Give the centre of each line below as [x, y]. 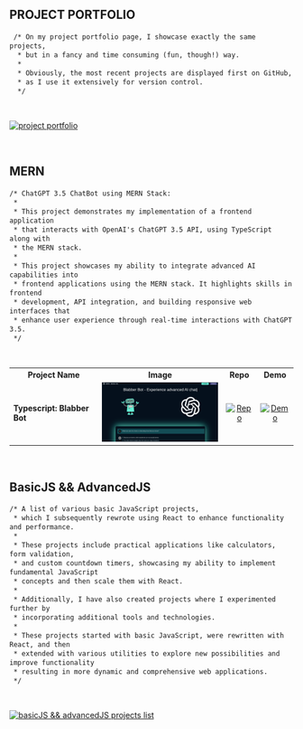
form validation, [42, 554]
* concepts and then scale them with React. [98, 582]
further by [30, 609]
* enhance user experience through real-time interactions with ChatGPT [153, 320]
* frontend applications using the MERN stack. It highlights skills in [153, 284]
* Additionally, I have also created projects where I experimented [145, 600]
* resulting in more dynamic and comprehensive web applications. [141, 672]
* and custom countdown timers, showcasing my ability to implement [145, 563]
